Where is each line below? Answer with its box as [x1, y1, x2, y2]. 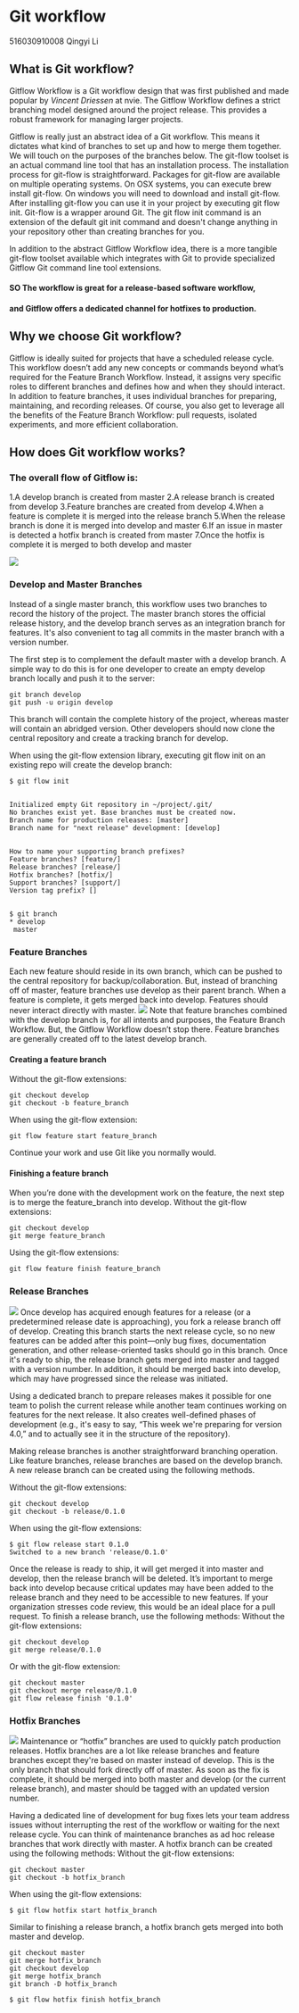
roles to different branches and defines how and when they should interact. [9, 381, 286, 392]
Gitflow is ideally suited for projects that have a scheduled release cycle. [9, 353, 275, 363]
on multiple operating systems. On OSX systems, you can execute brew [9, 179, 272, 189]
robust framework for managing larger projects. [9, 113, 184, 124]
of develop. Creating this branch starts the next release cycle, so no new [9, 1326, 276, 1336]
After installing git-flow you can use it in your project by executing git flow [9, 197, 280, 208]
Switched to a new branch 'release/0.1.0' [9, 1547, 169, 1557]
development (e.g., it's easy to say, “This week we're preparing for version [9, 1418, 283, 1429]
